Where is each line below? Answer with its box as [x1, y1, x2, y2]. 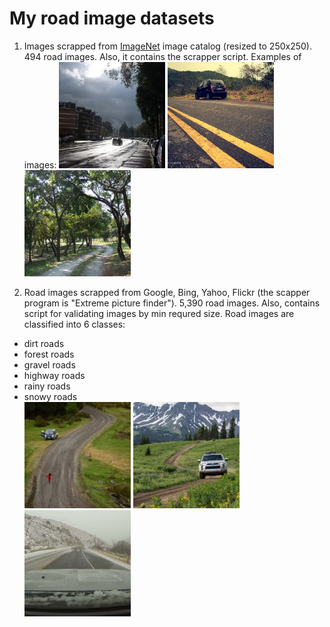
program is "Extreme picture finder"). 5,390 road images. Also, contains [23, 297, 321, 309]
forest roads [23, 348, 75, 360]
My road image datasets [9, 7, 215, 30]
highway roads [23, 369, 86, 381]
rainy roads [23, 380, 71, 392]
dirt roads [23, 337, 65, 349]
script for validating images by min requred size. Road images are [23, 307, 295, 319]
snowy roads [23, 390, 78, 402]
